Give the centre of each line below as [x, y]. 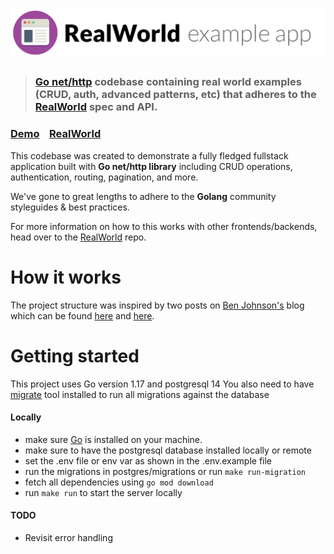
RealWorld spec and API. [96, 107]
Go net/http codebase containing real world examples [168, 82]
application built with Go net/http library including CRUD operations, [151, 166]
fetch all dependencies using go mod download [119, 482]
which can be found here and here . [82, 315]
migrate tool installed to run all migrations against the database [140, 394]
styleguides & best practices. [70, 207]
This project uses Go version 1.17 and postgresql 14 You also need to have [162, 384]
